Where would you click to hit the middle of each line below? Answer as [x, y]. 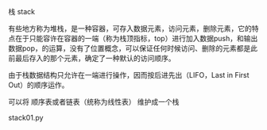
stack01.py [26, 118]
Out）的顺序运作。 [39, 85]
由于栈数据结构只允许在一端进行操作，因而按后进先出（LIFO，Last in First [129, 75]
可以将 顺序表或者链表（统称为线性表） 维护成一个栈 [94, 102]
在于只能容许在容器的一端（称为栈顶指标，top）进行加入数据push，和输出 [136, 38]
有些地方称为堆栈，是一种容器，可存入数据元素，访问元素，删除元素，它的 [130, 29]
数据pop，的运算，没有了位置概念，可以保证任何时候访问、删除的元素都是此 [133, 48]
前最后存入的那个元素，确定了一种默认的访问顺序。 [92, 58]
